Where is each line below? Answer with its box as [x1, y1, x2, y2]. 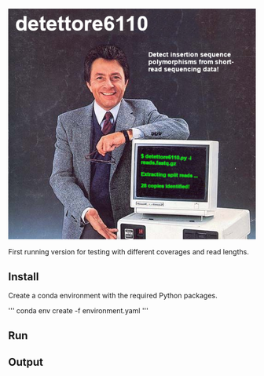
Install [8, 270, 39, 283]
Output [8, 355, 43, 369]
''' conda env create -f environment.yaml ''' [8, 306, 149, 316]
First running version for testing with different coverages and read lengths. [8, 247, 249, 257]
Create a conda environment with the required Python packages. [8, 291, 218, 301]
